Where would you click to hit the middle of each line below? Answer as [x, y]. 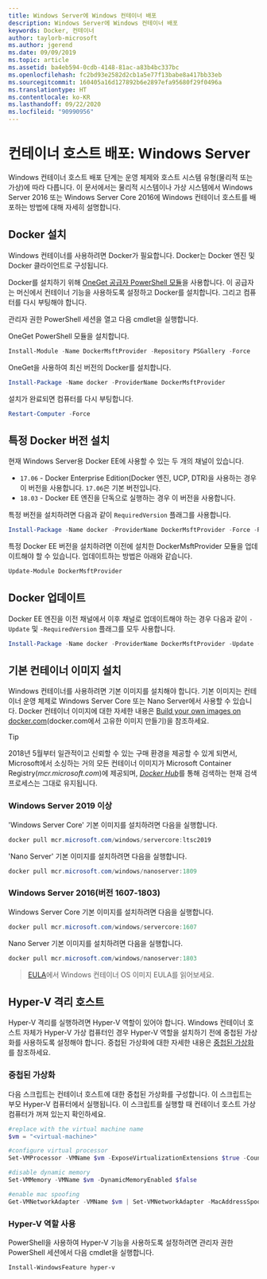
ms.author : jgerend [41, 45]
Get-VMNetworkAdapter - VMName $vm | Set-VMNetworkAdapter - [110, 1202]
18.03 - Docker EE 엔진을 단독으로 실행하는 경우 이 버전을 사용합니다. [128, 498]
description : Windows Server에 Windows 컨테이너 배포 [93, 23]
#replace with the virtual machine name [76, 1129]
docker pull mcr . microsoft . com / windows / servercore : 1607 [103, 927]
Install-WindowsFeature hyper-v [62, 1267]
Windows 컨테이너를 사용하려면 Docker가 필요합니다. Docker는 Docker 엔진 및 [132, 255]
